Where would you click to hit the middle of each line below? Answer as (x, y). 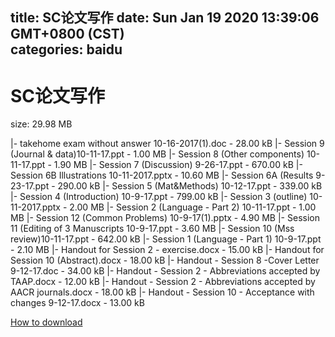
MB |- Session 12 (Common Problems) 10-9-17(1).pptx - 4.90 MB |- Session (165, 218)
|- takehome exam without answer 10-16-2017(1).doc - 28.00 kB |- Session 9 (167, 144)
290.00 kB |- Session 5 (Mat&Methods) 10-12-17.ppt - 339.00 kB (190, 186)
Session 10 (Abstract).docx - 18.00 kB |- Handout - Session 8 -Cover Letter (165, 260)
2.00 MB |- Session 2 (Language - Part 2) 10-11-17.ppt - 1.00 (193, 207)
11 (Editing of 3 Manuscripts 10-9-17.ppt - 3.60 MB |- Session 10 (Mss (152, 229)
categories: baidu (66, 49)
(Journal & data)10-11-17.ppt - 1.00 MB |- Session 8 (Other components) (157, 154)
